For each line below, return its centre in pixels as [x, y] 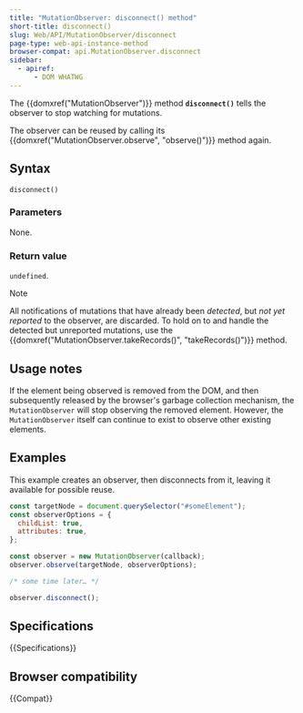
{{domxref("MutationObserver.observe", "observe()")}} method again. [141, 140]
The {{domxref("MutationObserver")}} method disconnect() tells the [138, 103]
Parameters [35, 212]
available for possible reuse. [62, 489]
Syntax [30, 169]
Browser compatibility [74, 676]
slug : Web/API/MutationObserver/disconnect [93, 35]
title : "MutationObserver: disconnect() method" [103, 18]
